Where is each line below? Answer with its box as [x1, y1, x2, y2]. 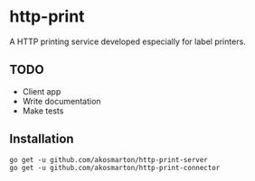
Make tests [22, 105, 64, 116]
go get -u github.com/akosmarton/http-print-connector [9, 163, 221, 172]
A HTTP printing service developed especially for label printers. [9, 36, 246, 47]
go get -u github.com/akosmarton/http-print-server [9, 155, 208, 164]
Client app [22, 86, 61, 96]
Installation [9, 131, 74, 147]
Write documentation [22, 95, 101, 106]
